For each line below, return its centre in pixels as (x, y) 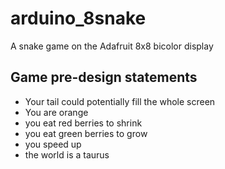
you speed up (53, 144)
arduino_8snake (78, 18)
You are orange (56, 112)
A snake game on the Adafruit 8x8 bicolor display (112, 46)
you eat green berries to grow (86, 133)
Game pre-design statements (104, 77)
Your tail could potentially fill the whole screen (120, 101)
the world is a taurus (67, 154)
